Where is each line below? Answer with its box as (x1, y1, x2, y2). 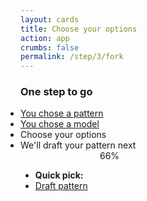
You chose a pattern (20, 107, 104, 120)
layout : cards (20, 14, 80, 25)
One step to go (20, 85, 93, 99)
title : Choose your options (20, 24, 138, 34)
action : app (20, 33, 70, 43)
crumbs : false (20, 42, 80, 53)
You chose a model (20, 118, 100, 130)
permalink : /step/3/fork (20, 52, 124, 62)
